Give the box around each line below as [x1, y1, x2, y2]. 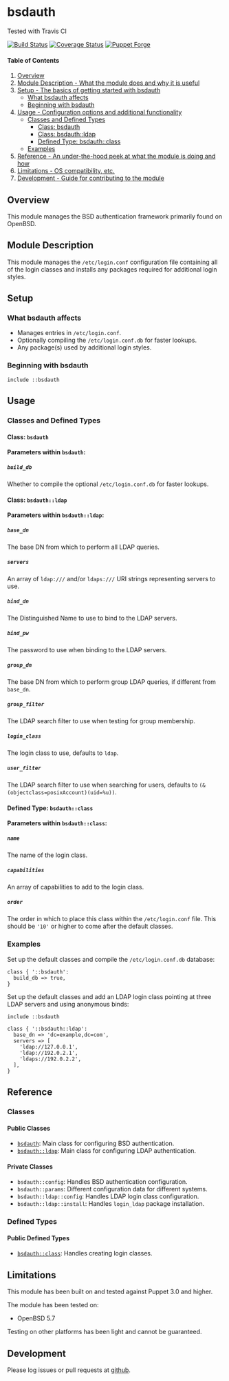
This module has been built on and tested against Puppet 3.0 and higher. [7, 1287, 213, 1296]
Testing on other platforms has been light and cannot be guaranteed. [7, 1328, 202, 1336]
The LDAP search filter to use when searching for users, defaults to [7, 780, 198, 789]
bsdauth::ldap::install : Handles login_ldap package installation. [17, 1200, 205, 1208]
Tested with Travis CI [7, 27, 67, 35]
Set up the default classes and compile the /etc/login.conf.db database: [7, 955, 215, 963]
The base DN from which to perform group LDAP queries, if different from [7, 678, 217, 686]
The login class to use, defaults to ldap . [7, 749, 119, 757]
